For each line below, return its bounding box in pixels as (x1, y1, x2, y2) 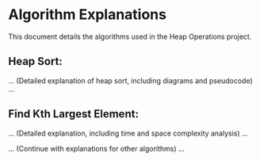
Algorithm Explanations (8, 6, 166, 24)
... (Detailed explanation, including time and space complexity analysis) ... (8, 128, 248, 138)
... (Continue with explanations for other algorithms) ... (8, 144, 185, 153)
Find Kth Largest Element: (8, 107, 139, 121)
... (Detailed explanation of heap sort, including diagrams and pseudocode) (8, 75, 253, 85)
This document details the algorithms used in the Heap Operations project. (8, 32, 252, 41)
